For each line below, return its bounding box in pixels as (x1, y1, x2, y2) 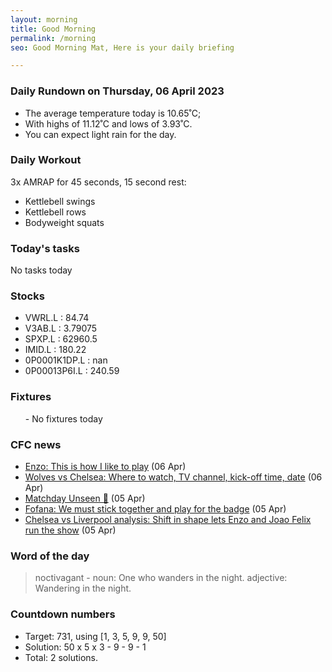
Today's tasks (10, 241, 80, 255)
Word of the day (10, 549, 90, 563)
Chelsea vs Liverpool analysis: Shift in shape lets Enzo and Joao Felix (24, 514, 312, 526)
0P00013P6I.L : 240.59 (24, 365, 120, 377)
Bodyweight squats (24, 216, 105, 228)
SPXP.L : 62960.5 (24, 333, 98, 345)
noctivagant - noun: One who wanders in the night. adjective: (34, 572, 288, 584)
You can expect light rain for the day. (24, 128, 177, 140)
